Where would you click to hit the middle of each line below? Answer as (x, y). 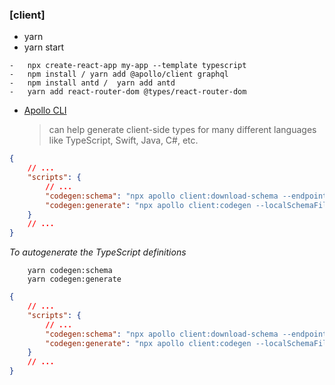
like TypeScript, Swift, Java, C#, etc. (123, 140)
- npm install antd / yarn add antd (92, 83)
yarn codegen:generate (74, 279)
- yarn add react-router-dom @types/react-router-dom (128, 92)
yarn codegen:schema (70, 271)
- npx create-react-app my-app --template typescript (128, 66)
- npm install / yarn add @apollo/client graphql (119, 74)
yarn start (44, 47)
